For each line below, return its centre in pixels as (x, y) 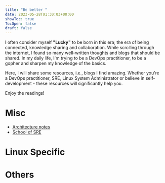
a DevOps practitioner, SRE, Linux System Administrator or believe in (75, 78)
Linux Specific (35, 152)
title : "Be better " (26, 10)
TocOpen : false (21, 24)
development (19, 84)
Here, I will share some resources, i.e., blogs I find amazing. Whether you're (82, 73)
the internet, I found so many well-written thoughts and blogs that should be (82, 53)
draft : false (19, 28)
